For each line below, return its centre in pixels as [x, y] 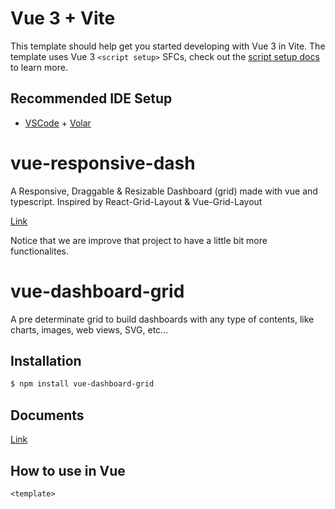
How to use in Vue [68, 470]
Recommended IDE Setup [91, 98]
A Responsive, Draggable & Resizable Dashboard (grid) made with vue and [164, 191]
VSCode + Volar [58, 123]
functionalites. [40, 251]
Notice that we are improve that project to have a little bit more [139, 240]
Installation [46, 361]
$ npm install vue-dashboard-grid [82, 384]
